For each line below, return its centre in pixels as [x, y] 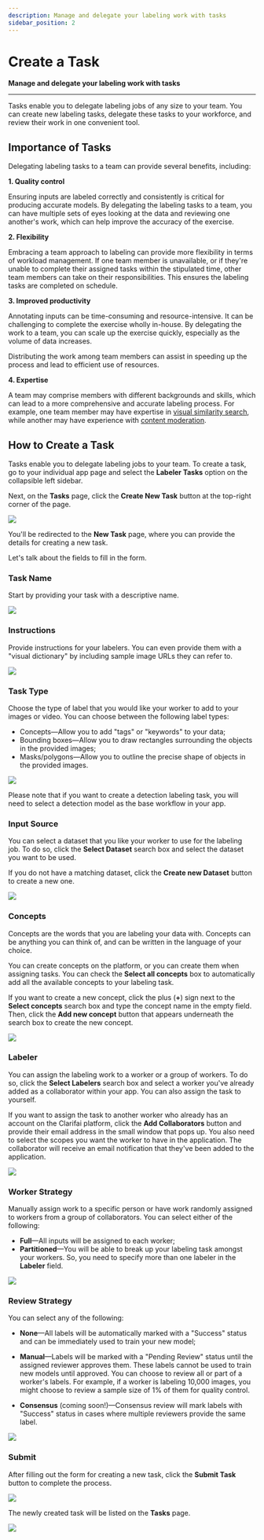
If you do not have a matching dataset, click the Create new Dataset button [130, 873]
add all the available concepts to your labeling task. [91, 982]
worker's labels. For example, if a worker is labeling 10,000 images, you [135, 1382]
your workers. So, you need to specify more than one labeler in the [128, 1258]
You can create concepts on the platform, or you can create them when [124, 965]
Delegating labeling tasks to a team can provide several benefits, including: [130, 167]
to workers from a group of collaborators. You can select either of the [121, 1217]
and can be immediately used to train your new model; [108, 1342]
